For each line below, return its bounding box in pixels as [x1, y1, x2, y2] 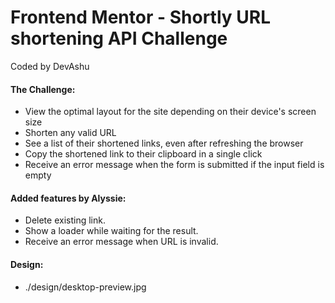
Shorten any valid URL [24, 127, 117, 139]
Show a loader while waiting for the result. [24, 225, 199, 237]
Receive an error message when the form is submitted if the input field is [24, 159, 325, 171]
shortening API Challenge [10, 27, 228, 50]
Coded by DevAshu [10, 60, 90, 72]
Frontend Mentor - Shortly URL [10, 6, 271, 29]
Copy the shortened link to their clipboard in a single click [24, 148, 263, 160]
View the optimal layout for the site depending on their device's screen [24, 106, 317, 118]
